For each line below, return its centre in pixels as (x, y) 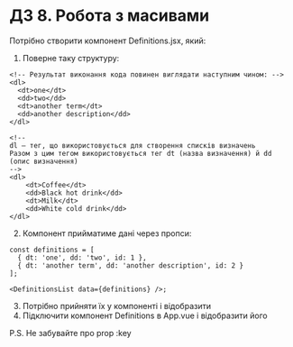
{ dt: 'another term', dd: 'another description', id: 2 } (131, 265)
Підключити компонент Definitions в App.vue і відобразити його (145, 315)
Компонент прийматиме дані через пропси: (107, 233)
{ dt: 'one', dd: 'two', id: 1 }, (82, 258)
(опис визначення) (44, 161)
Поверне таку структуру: (71, 58)
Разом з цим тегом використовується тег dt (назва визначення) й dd (141, 153)
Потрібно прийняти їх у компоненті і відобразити (117, 306)
